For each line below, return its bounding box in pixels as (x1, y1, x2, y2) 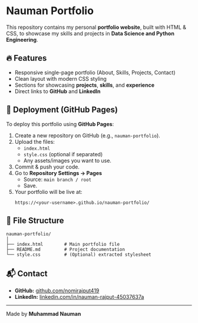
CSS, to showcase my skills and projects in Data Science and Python (6, 29, 175, 37)
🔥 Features (6, 53, 47, 63)
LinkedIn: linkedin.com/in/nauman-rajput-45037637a (14, 294, 144, 301)
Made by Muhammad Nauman (6, 311, 81, 318)
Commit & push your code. (14, 163, 80, 170)
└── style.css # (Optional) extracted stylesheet (6, 252, 151, 258)
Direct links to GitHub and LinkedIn (14, 87, 101, 95)
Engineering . (6, 36, 38, 43)
